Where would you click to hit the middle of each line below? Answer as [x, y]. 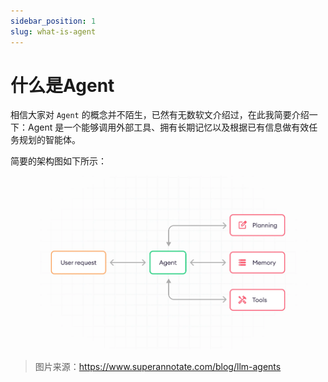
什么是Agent [62, 85]
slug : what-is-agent [53, 31]
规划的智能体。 [49, 140]
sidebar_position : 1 [53, 21]
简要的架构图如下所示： [58, 161]
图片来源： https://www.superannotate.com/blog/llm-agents [158, 367]
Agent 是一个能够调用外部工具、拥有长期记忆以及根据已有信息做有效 [168, 127]
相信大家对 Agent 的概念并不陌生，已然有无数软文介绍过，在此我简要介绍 [160, 115]
